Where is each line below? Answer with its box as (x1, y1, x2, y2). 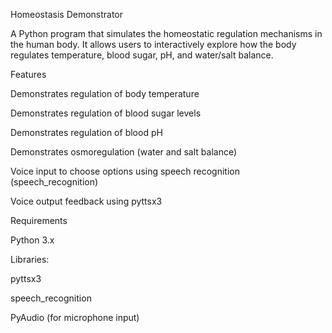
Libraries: (10, 254, 50, 265)
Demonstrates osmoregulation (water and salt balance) (10, 146, 238, 158)
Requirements (10, 215, 68, 226)
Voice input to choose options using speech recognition (10, 165, 240, 177)
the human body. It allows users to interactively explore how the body (10, 39, 297, 50)
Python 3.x (10, 234, 55, 246)
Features (10, 69, 47, 80)
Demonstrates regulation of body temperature (10, 88, 200, 99)
